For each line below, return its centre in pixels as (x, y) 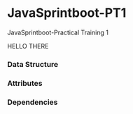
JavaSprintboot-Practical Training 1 (58, 32)
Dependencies (33, 102)
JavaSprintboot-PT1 (67, 13)
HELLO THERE (28, 46)
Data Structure (33, 64)
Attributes (25, 83)
